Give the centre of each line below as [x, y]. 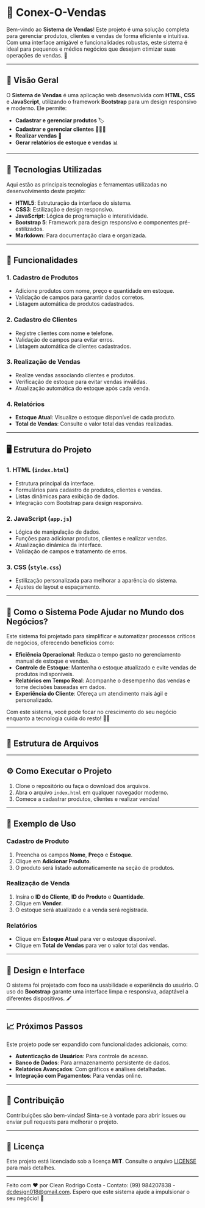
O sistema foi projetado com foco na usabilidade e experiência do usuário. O [103, 985]
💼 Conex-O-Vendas [56, 13]
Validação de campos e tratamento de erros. [71, 551]
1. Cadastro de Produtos [42, 278]
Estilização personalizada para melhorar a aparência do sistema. [96, 581]
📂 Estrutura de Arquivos [53, 743]
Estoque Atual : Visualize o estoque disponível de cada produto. [95, 418]
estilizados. [30, 229]
